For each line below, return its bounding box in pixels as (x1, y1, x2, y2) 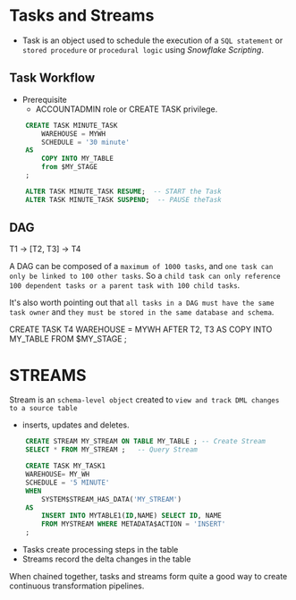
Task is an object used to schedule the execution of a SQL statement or (21, 35, 283, 46)
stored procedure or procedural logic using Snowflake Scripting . (21, 44, 264, 55)
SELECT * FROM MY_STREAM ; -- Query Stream (25, 445, 199, 454)
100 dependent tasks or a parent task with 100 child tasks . (9, 280, 241, 291)
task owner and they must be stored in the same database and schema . (9, 307, 275, 317)
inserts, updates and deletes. (21, 419, 130, 430)
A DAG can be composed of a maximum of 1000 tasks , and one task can (9, 261, 274, 272)
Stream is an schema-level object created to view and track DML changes (9, 394, 280, 405)
